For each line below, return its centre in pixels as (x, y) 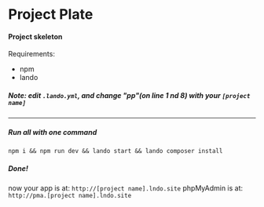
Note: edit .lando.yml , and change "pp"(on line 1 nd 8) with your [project (129, 95)
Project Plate (51, 15)
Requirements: (31, 54)
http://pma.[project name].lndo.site (70, 196)
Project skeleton (35, 36)
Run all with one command (53, 132)
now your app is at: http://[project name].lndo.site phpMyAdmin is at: (126, 188)
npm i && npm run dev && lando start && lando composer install (115, 151)
